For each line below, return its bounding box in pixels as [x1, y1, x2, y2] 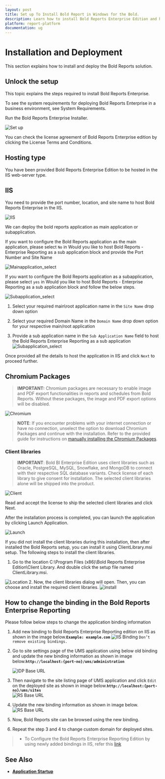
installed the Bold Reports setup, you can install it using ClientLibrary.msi [5, 544, 152, 550]
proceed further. [5, 358, 38, 364]
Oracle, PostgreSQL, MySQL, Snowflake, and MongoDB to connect [17, 465, 153, 470]
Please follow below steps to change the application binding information [5, 619, 151, 625]
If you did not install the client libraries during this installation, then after [5, 539, 150, 545]
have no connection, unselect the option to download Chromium [17, 426, 147, 431]
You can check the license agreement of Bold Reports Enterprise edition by [5, 134, 157, 140]
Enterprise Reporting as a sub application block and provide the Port [5, 249, 143, 255]
